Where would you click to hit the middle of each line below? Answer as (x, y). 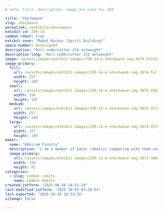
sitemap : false (20, 199)
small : (16, 86)
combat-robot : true (25, 36)
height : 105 (26, 99)
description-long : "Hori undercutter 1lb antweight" (59, 54)
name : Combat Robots (34, 181)
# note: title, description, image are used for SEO (59, 9)
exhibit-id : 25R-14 (25, 32)
